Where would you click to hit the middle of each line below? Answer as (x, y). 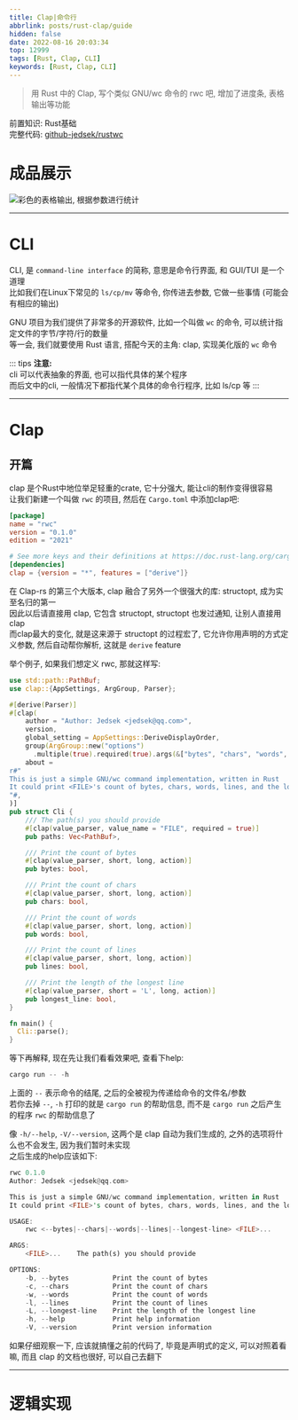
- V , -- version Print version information (119, 1328)
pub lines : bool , (57, 967)
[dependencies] (37, 565)
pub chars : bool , (57, 901)
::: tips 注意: (31, 363)
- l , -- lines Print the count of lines (117, 1303)
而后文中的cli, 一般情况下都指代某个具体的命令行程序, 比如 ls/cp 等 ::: (134, 385)
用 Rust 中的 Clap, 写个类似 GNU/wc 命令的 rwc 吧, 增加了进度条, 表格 (158, 93)
